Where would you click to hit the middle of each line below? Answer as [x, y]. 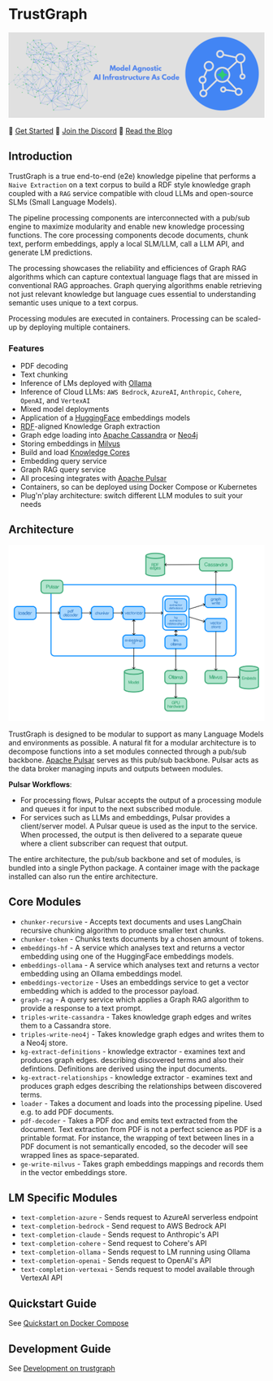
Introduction [41, 157]
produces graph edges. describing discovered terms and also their [132, 1060]
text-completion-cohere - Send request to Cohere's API [113, 1243]
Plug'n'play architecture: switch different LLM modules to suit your [132, 495]
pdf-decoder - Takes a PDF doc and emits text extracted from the [129, 1121]
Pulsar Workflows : [40, 784]
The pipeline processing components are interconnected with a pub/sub [129, 217]
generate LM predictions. [51, 252]
